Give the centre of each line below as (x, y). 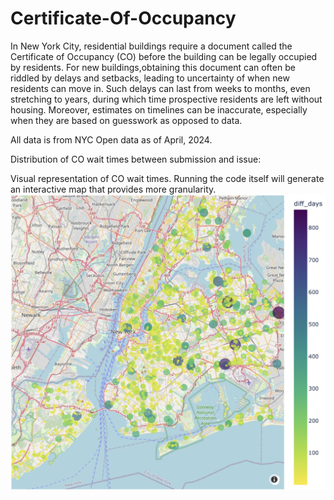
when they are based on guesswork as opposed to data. (126, 120)
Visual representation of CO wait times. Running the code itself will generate (167, 178)
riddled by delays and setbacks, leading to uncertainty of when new (150, 78)
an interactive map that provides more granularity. (113, 189)
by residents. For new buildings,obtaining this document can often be (153, 67)
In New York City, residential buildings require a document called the (151, 46)
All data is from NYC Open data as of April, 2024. (111, 139)
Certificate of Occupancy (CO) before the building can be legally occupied (164, 56)
